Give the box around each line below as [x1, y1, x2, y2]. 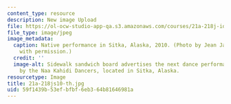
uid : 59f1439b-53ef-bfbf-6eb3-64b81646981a [7, 86, 134, 93]
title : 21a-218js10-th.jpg [7, 80, 85, 87]
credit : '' [13, 55, 45, 62]
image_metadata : [7, 36, 54, 42]
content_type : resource [7, 10, 76, 17]
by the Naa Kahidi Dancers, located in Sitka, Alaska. [19, 67, 180, 74]
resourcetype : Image [7, 73, 67, 81]
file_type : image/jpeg [7, 29, 72, 36]
